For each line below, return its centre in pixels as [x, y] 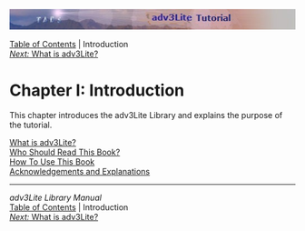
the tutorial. [31, 125]
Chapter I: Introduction [97, 90]
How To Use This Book [52, 162]
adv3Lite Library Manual [56, 198]
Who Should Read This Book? [65, 152]
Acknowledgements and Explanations [80, 172]
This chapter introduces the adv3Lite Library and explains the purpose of [146, 115]
